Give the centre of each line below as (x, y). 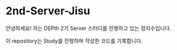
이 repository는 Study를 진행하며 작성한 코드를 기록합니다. (74, 40)
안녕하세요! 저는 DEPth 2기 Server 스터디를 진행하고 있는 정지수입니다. (88, 28)
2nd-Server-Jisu (48, 11)
